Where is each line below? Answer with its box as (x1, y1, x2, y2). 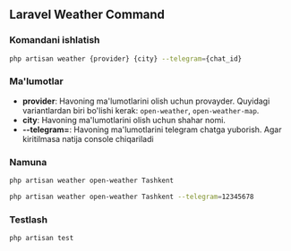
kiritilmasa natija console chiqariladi (21, 133, 154, 144)
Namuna (9, 155, 47, 168)
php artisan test (9, 234, 74, 243)
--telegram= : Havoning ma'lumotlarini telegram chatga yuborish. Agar (21, 124, 282, 135)
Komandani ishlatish (9, 34, 100, 46)
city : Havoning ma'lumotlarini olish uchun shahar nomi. (21, 114, 227, 125)
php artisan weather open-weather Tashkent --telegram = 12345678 (9, 192, 254, 202)
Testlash (9, 213, 47, 226)
